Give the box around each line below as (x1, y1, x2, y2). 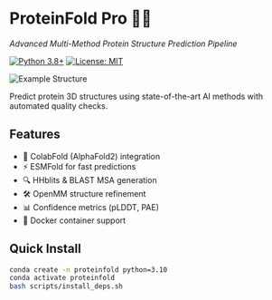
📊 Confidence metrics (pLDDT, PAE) (22, 201, 160, 212)
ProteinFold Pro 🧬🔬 (9, 8, 152, 29)
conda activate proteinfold (9, 274, 116, 283)
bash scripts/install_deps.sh (9, 282, 124, 291)
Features (9, 127, 61, 142)
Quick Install (9, 241, 81, 256)
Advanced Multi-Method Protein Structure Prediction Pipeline (9, 38, 238, 49)
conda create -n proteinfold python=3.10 (9, 265, 168, 275)
